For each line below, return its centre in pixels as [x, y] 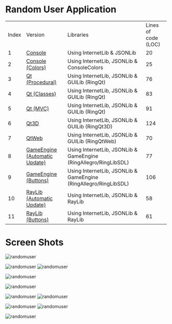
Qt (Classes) [41, 93]
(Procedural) [41, 82]
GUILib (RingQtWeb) [92, 141]
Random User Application [61, 9]
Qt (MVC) [38, 108]
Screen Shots [35, 243]
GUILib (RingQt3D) [90, 126]
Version [36, 34]
